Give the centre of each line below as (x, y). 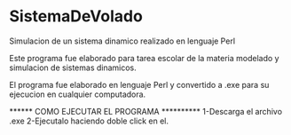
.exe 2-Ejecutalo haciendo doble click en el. (89, 121)
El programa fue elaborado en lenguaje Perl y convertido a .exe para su (139, 84)
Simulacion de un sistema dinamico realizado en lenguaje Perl (122, 41)
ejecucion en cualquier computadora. (78, 94)
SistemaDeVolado (76, 16)
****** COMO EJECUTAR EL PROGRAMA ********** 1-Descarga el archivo (145, 111)
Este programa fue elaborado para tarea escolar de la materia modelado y (144, 58)
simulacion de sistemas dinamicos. (73, 67)
